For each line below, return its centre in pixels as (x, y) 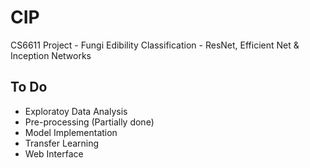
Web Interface (54, 153)
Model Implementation (71, 132)
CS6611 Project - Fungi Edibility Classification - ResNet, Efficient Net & (155, 45)
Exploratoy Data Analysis (76, 111)
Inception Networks (51, 55)
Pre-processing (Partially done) (89, 122)
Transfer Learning (62, 143)
